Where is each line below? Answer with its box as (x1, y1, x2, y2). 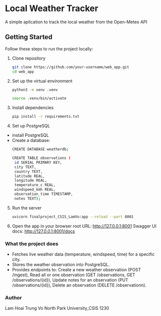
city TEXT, (14, 164, 36, 170)
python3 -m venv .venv (12, 87, 58, 92)
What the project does (5, 240, 59, 247)
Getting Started (5, 33, 53, 41)
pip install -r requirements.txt (12, 114, 80, 119)
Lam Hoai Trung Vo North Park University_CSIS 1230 (5, 305, 110, 311)
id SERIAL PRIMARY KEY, (14, 160, 62, 165)
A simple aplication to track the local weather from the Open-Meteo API (5, 19, 147, 25)
